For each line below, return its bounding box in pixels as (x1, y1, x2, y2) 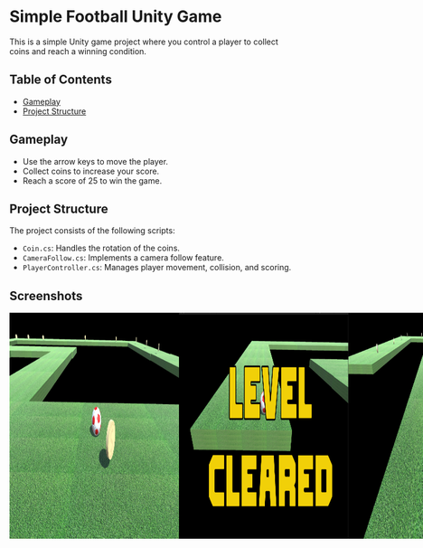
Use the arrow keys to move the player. (22, 156, 169, 166)
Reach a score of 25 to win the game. (22, 175, 163, 186)
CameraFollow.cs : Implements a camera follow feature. (22, 252, 224, 263)
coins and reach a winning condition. (9, 45, 147, 56)
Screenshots (9, 288, 83, 304)
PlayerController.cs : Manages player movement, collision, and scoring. (22, 262, 292, 273)
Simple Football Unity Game (9, 6, 222, 27)
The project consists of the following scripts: (9, 225, 175, 236)
